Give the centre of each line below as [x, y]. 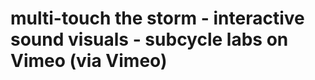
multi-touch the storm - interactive [157, 18]
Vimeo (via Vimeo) [89, 61]
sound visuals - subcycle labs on [149, 39]
